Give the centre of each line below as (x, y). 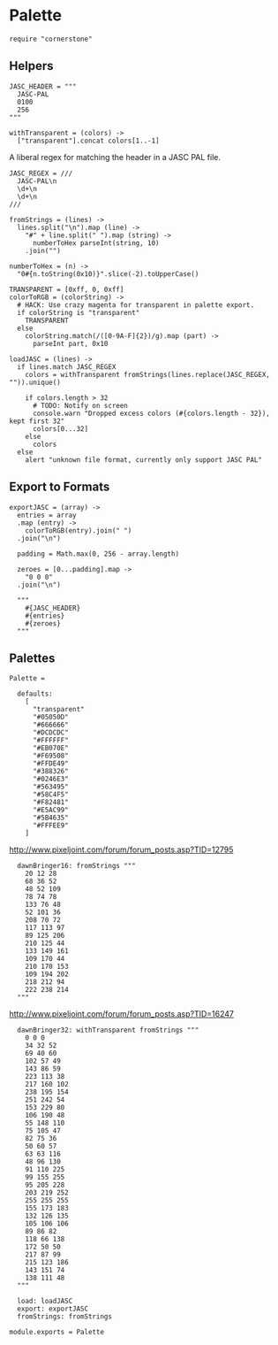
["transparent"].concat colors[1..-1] (89, 141)
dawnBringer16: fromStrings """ (77, 866)
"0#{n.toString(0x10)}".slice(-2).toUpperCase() (108, 274)
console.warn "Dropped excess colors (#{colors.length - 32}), (151, 413)
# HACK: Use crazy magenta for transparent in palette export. (135, 305)
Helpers (31, 66)
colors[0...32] (60, 429)
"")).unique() (35, 382)
